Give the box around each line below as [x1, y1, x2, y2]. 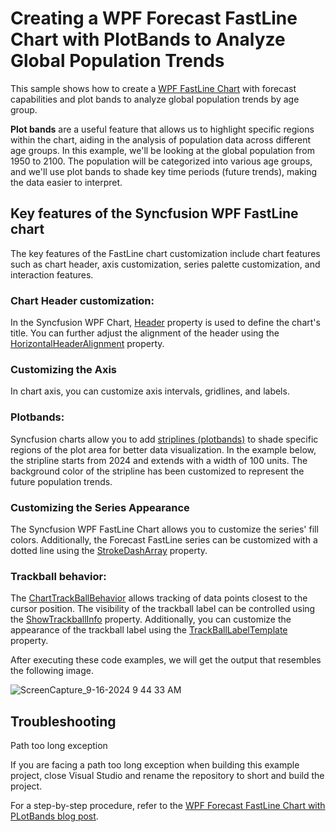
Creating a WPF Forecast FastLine [10, 7, 298, 30]
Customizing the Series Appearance [10, 500, 190, 514]
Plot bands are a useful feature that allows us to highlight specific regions [10, 123, 315, 135]
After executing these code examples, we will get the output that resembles [10, 654, 322, 666]
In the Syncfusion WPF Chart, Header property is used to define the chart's [10, 317, 321, 329]
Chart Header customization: [10, 293, 155, 307]
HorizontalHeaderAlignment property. [10, 338, 165, 350]
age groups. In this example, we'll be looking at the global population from [10, 144, 315, 156]
